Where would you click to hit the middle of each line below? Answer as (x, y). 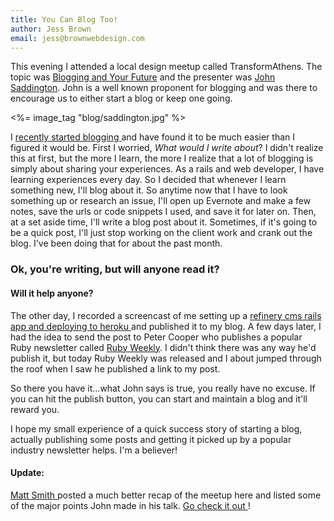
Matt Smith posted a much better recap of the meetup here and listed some (166, 495)
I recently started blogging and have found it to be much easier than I (153, 137)
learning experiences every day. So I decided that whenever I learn (148, 180)
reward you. (35, 409)
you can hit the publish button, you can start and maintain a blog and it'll (159, 398)
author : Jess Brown (51, 29)
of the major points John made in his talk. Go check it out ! (130, 505)
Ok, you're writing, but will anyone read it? (115, 269)
